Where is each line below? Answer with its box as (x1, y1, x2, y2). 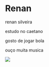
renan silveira (5, 19, 33, 25)
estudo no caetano (5, 28, 43, 34)
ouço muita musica (5, 47, 44, 53)
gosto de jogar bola (5, 37, 45, 44)
